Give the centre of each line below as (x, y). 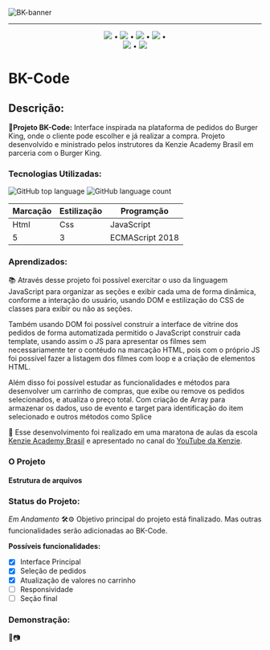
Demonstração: (39, 619)
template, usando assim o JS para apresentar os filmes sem (107, 341)
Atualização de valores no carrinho (78, 580)
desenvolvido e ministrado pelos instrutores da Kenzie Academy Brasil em (131, 144)
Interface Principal (51, 562)
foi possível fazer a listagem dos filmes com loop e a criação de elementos (132, 358)
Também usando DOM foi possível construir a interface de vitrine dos (123, 324)
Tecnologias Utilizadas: (55, 174)
